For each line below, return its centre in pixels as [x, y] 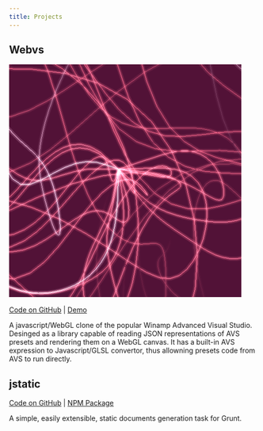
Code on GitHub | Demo [48, 310]
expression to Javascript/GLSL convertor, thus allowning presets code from [132, 351]
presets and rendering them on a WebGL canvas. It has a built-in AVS [122, 342]
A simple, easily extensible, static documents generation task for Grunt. [126, 418]
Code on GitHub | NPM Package [61, 403]
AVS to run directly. [40, 359]
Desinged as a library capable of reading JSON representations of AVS [124, 334]
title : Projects [36, 17]
